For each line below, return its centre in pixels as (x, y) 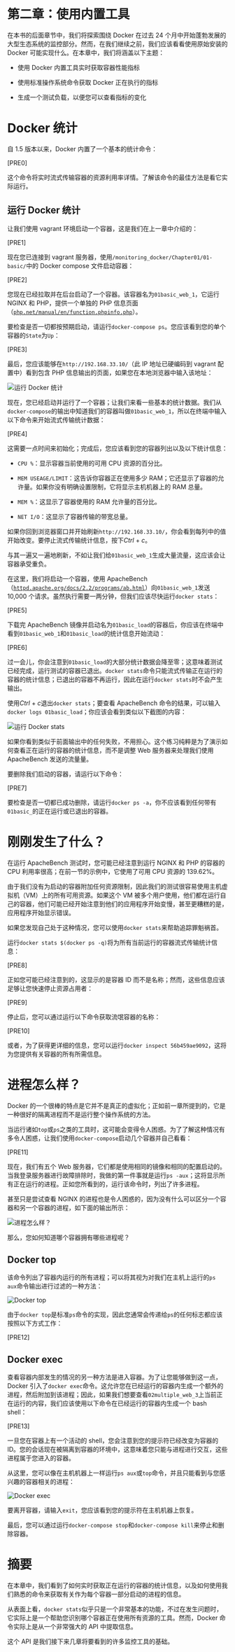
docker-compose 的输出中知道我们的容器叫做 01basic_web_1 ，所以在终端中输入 (117, 411)
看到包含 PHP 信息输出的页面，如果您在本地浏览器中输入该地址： (119, 373)
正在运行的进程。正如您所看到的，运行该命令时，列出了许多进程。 (108, 1184)
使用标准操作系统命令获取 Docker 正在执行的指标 (88, 82)
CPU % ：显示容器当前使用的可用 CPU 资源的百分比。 (92, 463)
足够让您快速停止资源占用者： (50, 988)
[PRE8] (17, 965)
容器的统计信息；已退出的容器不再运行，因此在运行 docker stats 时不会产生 (115, 679)
